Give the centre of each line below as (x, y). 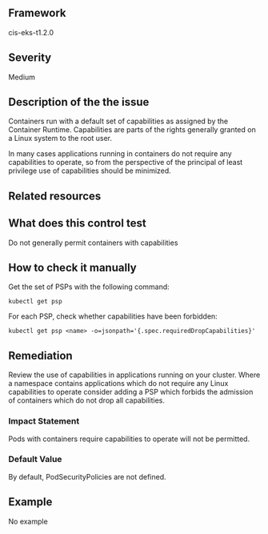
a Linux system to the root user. (60, 139)
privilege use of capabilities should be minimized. (90, 171)
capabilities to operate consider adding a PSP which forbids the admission (131, 392)
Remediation (41, 355)
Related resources (55, 196)
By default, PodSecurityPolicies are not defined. (87, 476)
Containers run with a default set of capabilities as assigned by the (118, 121)
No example (28, 521)
